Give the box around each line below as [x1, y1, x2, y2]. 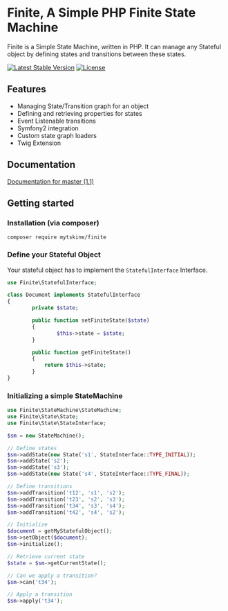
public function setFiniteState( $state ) [32, 317, 150, 324]
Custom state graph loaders [17, 131, 97, 139]
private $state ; [32, 304, 79, 311]
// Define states [7, 445, 57, 451]
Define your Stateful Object [7, 250, 102, 259]
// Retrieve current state [7, 553, 85, 560]
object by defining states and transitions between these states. [7, 50, 187, 58]
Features [7, 83, 46, 95]
